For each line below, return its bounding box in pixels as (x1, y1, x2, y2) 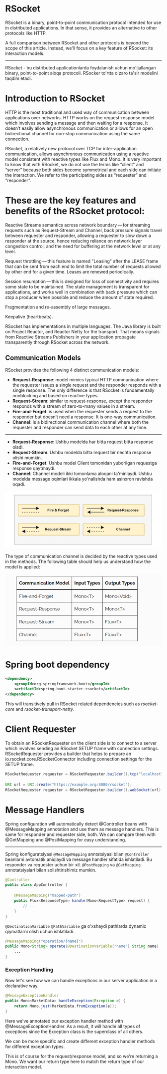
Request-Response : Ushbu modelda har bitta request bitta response (12, 439, 154, 445)
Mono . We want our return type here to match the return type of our (5, 1059, 144, 1065)
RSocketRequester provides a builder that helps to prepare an (5, 751, 132, 757)
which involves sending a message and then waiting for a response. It (5, 120, 148, 126)
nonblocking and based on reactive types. (12, 392, 99, 398)
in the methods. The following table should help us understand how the (5, 558, 151, 564)
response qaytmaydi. (12, 465, 56, 471)
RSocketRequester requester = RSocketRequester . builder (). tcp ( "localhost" (5, 772, 164, 777)
